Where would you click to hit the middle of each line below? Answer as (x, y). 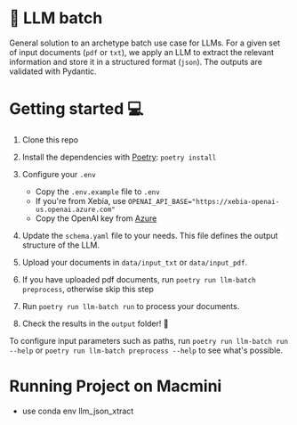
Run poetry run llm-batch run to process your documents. (131, 306)
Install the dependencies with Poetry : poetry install (119, 157)
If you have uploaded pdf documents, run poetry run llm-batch (139, 279)
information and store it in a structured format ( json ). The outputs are (136, 61)
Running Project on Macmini (116, 386)
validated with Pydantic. (53, 71)
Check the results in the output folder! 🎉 (95, 323)
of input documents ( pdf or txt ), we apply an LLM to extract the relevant (141, 52)
